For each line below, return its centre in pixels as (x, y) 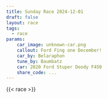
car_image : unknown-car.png (51, 45)
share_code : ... (37, 72)
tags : (13, 28)
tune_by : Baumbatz (39, 61)
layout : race (22, 23)
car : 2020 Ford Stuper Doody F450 (59, 67)
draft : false (22, 17)
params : (16, 39)
